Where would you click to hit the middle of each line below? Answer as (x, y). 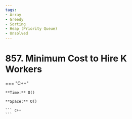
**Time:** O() (20, 92)
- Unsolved (17, 33)
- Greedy (14, 19)
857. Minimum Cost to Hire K (66, 58)
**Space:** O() (21, 101)
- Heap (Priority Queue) (31, 29)
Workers (24, 69)
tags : (11, 10)
